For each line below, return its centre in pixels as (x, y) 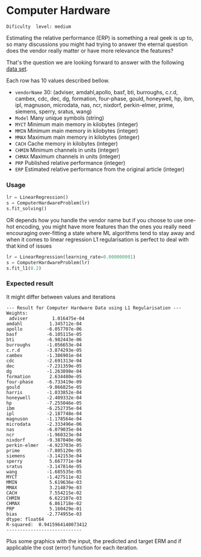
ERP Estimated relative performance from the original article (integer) (100, 169)
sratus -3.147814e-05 (44, 466)
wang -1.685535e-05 (44, 472)
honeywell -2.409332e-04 (44, 398)
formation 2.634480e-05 (44, 376)
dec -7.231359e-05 (44, 366)
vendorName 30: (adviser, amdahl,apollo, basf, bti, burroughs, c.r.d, (96, 92)
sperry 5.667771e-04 (44, 461)
